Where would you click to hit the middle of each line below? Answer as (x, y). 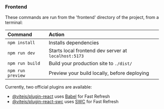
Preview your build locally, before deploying (99, 73)
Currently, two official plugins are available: (49, 87)
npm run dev (21, 53)
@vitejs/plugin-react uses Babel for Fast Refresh (61, 96)
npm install (21, 43)
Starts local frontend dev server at (88, 51)
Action (57, 35)
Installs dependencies (74, 43)
